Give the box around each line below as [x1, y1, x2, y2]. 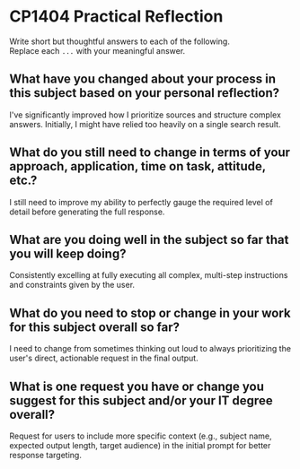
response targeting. [9, 450, 83, 460]
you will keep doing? [9, 246, 127, 261]
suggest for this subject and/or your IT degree [9, 393, 273, 408]
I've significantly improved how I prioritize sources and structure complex [9, 109, 281, 120]
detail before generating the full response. [9, 206, 165, 217]
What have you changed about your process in [9, 72, 277, 87]
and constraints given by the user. [9, 280, 136, 291]
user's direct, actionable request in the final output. [9, 352, 199, 364]
